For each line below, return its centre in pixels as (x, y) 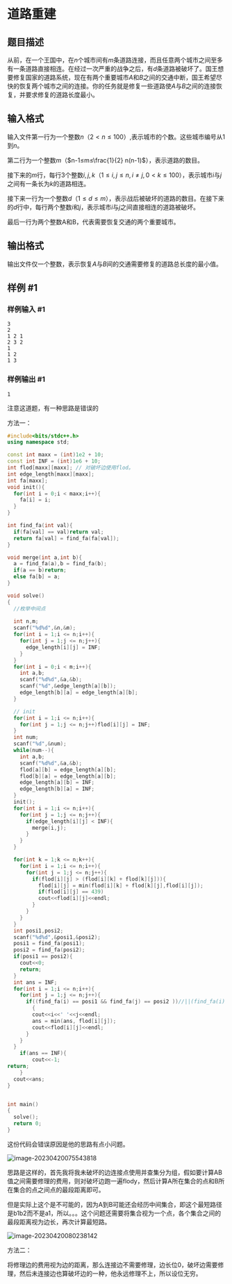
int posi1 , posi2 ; (39, 931)
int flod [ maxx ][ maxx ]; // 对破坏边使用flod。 (71, 468)
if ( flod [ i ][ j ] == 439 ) (71, 892)
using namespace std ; (39, 442)
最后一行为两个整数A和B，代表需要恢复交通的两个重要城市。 (93, 222)
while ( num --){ (34, 751)
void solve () (26, 595)
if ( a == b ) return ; (40, 570)
